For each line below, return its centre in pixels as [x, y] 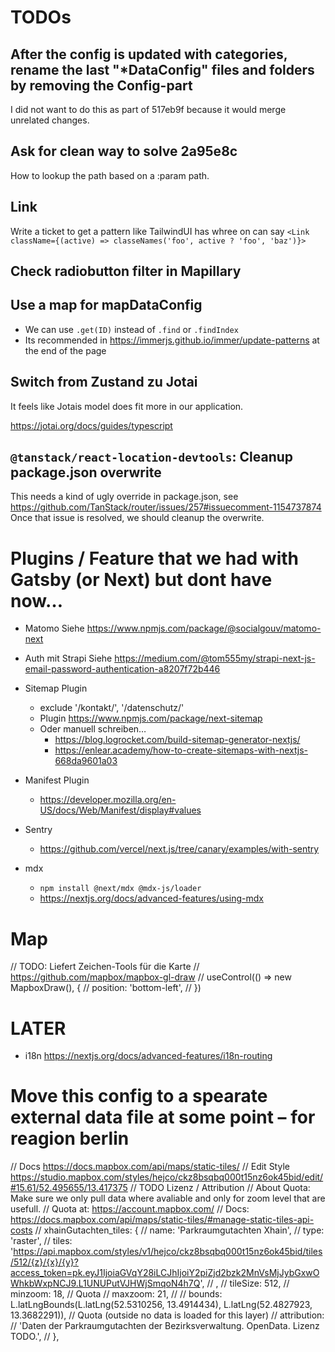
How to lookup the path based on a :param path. [110, 175]
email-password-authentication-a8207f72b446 [122, 669]
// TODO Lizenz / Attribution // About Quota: [220, 1188]
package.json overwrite [86, 472]
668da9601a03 [86, 761]
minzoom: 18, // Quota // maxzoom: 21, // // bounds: [116, 1294]
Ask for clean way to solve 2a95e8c [124, 151]
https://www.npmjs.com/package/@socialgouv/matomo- [204, 628]
